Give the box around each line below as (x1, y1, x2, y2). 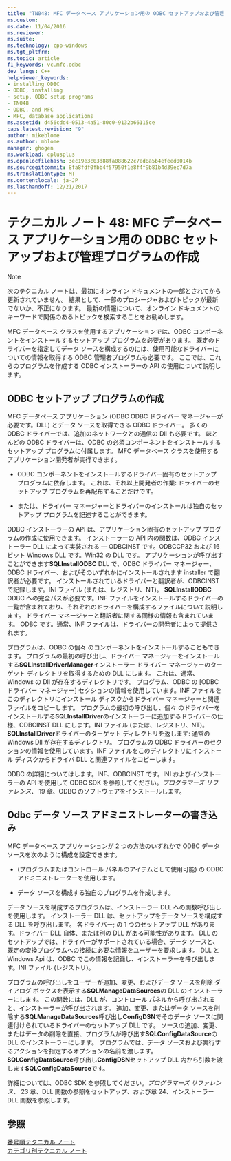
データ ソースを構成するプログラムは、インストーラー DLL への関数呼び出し (7, 902, 222, 911)
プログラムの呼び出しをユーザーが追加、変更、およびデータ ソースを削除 (7, 978, 213, 986)
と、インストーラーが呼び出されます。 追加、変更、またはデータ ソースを (7, 1004, 214, 1012)
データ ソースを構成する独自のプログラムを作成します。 (16, 888, 175, 896)
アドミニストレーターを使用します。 (16, 874, 120, 882)
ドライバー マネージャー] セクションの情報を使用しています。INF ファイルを (7, 687, 222, 694)
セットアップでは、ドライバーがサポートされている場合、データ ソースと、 (7, 937, 219, 945)
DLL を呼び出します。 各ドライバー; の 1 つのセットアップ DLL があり (14, 920, 210, 928)
